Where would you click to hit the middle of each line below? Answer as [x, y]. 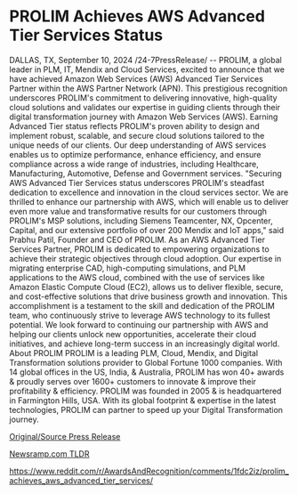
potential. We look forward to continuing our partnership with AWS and [139, 324]
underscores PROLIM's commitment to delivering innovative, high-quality [143, 97]
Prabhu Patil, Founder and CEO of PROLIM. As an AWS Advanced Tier [137, 239]
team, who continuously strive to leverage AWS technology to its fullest [140, 315]
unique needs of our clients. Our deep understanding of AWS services [138, 145]
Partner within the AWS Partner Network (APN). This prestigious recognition [149, 88]
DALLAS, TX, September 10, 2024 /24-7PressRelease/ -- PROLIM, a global [145, 60]
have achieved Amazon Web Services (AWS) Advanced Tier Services [137, 78]
